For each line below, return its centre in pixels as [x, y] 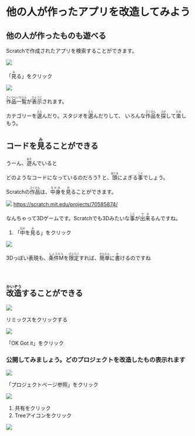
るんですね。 [166, 218]
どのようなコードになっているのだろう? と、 [59, 177]
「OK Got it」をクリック [35, 343]
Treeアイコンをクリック [43, 415]
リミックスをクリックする [37, 319]
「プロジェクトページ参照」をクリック [52, 384]
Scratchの [18, 192]
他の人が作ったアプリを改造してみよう [98, 12]
